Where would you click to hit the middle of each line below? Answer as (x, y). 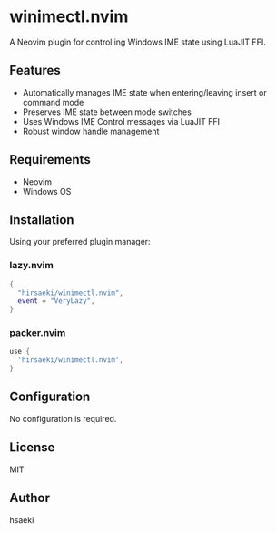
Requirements (50, 160)
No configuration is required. (63, 418)
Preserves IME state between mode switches (107, 112)
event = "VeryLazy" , (56, 301)
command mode (53, 102)
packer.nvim (38, 333)
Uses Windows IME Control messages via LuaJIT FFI (121, 121)
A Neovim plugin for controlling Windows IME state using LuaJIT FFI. (138, 42)
